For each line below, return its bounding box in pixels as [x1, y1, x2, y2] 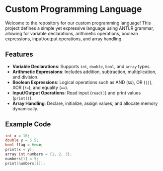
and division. [12, 74, 39, 80]
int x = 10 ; [5, 133, 30, 138]
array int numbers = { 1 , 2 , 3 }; [5, 152, 72, 157]
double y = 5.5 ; [5, 138, 39, 143]
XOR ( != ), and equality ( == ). [12, 85, 69, 90]
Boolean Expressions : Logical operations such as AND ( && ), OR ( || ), [12, 79, 153, 85]
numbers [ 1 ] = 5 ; [5, 156, 39, 161]
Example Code [5, 120, 51, 129]
